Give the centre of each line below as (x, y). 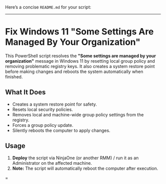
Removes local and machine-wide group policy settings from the (78, 114)
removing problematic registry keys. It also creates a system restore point (80, 66)
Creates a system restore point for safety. (55, 104)
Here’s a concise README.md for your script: (48, 7)
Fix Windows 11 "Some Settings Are (80, 32)
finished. (14, 76)
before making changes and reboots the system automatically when (74, 72)
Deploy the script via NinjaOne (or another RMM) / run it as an (76, 158)
